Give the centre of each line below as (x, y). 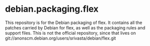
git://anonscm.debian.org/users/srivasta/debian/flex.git (60, 38)
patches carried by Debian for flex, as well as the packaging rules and (75, 27)
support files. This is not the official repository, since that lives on (71, 33)
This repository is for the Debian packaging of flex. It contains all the (74, 23)
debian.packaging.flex (52, 9)
